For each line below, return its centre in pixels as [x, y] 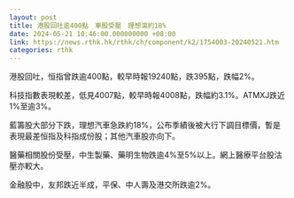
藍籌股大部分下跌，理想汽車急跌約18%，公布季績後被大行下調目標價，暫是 [145, 126]
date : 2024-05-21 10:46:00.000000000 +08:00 [93, 34]
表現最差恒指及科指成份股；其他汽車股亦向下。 [94, 136]
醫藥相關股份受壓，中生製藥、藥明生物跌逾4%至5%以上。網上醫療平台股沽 [146, 155]
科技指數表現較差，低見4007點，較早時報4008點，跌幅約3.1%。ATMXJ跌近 [147, 95]
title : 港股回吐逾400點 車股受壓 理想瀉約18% [88, 26]
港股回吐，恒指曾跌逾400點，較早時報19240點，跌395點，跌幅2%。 [134, 77]
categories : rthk [41, 50]
